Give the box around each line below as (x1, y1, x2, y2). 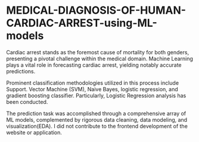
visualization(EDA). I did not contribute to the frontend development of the (6, 122, 188, 129)
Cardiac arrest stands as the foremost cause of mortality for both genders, (6, 48, 189, 55)
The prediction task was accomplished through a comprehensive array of (6, 110, 186, 117)
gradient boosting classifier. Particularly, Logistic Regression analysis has (6, 92, 186, 99)
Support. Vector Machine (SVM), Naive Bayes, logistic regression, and (6, 85, 178, 92)
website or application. (6, 129, 63, 136)
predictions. (6, 67, 36, 75)
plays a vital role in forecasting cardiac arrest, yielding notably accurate (6, 61, 182, 69)
